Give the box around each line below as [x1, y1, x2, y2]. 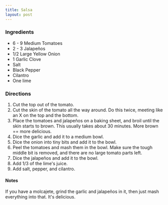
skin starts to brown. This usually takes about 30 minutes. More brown [12, 123, 158, 129]
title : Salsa [5, 7, 33, 13]
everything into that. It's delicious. [5, 194, 76, 200]
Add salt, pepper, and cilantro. [12, 166, 75, 172]
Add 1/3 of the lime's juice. [12, 161, 68, 167]
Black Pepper [12, 66, 41, 73]
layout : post [5, 12, 33, 17]
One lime [12, 78, 32, 84]
